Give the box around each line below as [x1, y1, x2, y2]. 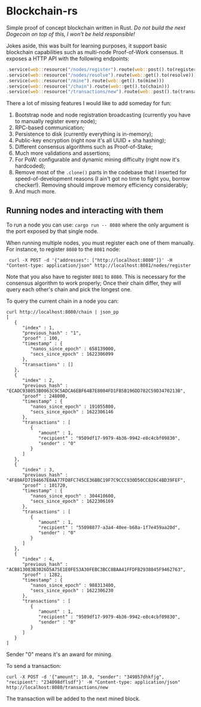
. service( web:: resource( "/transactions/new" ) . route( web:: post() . [6, 89, 172, 95]
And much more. [14, 188, 56, 195]
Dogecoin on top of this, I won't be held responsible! [6, 30, 136, 37]
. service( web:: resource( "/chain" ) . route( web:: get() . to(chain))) [6, 83, 170, 90]
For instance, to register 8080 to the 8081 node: [6, 246, 121, 253]
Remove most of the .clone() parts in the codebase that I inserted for [14, 169, 187, 176]
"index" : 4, [22, 556, 55, 562]
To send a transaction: [6, 663, 62, 670]
